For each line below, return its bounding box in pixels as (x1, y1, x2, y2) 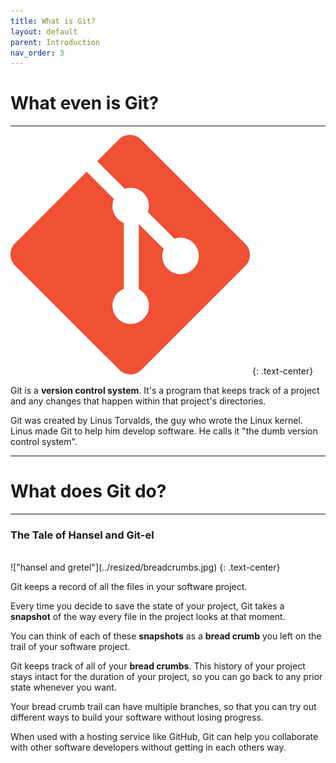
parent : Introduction (10, 37, 101, 47)
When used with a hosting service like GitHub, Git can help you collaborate (10, 731, 319, 743)
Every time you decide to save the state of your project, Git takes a (10, 600, 285, 612)
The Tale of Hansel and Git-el (10, 528, 155, 542)
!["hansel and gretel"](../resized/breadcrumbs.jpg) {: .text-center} (10, 561, 281, 574)
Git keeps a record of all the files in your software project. (10, 581, 248, 593)
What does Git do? (10, 480, 167, 503)
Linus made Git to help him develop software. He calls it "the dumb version (10, 425, 318, 437)
